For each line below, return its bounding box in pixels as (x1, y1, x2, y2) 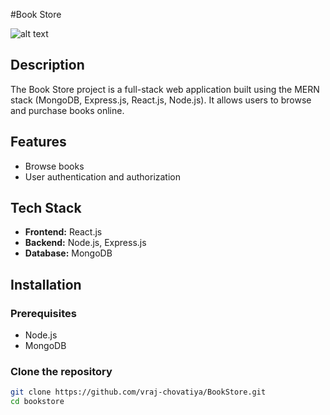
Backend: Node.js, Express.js (24, 237, 147, 249)
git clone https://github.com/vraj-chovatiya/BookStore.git (10, 387, 267, 398)
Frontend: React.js (24, 226, 103, 238)
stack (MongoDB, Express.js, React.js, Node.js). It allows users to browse (10, 94, 312, 106)
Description (10, 57, 85, 74)
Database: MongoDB (24, 247, 113, 259)
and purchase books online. (10, 104, 125, 116)
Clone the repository (10, 365, 113, 379)
